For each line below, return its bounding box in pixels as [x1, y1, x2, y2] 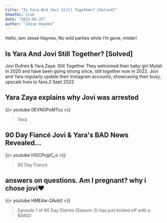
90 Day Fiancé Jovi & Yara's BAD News [5, 131, 129, 139]
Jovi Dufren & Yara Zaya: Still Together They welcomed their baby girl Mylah [5, 63, 162, 69]
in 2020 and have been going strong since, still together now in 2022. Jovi [5, 68, 158, 74]
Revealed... [5, 139, 41, 147]
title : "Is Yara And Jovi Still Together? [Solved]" [5, 7, 117, 13]
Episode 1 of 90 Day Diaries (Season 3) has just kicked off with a [17, 207, 151, 213]
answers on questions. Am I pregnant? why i [5, 176, 146, 185]
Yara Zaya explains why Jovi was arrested [5, 93, 139, 102]
